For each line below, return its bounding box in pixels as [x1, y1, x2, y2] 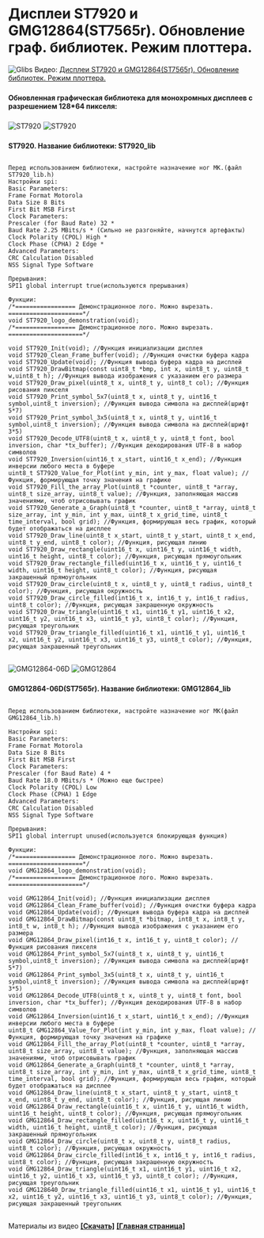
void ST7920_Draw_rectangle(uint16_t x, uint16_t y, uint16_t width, [8, 546, 243, 554]
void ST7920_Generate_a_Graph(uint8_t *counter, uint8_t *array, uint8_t [8, 504, 257, 512]
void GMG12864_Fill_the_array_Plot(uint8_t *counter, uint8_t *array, [8, 1040, 246, 1048]
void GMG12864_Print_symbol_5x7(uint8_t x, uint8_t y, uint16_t [8, 949, 224, 958]
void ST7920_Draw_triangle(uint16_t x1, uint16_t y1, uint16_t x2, [8, 608, 236, 616]
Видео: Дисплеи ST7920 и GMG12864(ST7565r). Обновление [34, 64, 239, 74]
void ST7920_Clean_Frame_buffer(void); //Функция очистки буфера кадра [8, 351, 249, 359]
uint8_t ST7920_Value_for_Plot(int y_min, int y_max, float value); [8, 470, 239, 477]
